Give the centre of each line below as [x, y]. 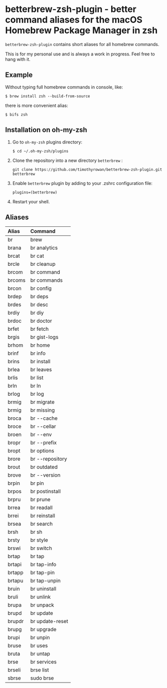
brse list [40, 670]
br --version [45, 475]
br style [39, 540]
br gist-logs [44, 337]
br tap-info [43, 565]
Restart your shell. [31, 201]
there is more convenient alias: [37, 105]
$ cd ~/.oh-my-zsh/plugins [40, 151]
